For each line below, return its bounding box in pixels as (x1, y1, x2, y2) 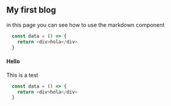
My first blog (6, 5, 56, 15)
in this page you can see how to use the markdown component (6, 21, 165, 28)
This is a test (6, 71, 38, 78)
